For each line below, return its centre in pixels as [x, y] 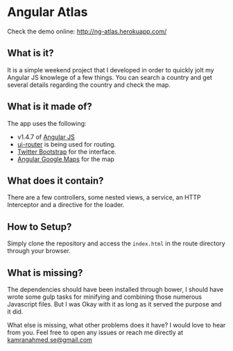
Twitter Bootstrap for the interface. [67, 152]
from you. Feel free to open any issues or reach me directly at [95, 332]
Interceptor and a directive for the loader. [66, 205]
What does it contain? [55, 180]
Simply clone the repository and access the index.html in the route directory [116, 243]
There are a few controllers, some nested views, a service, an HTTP [104, 197]
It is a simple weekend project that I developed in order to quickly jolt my [111, 70]
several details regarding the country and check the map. [89, 85]
